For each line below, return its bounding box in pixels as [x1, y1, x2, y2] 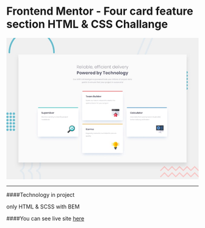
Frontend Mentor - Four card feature [6, 4, 193, 18]
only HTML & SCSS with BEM [6, 203, 80, 210]
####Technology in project [6, 191, 75, 198]
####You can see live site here [6, 215, 84, 222]
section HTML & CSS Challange [6, 17, 168, 31]
